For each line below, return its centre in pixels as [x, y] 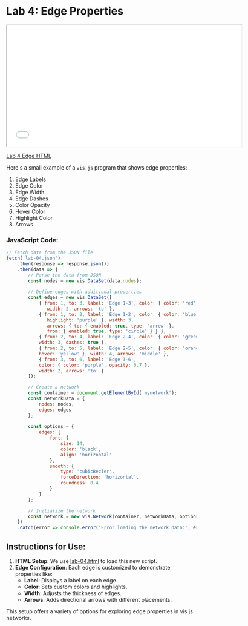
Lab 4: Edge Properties [65, 11]
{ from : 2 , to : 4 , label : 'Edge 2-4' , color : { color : [109, 337]
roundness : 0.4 [79, 483]
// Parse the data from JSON [65, 275]
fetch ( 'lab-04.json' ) [34, 259]
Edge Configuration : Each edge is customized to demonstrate [93, 568]
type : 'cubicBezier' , [87, 472]
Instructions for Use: [46, 546]
